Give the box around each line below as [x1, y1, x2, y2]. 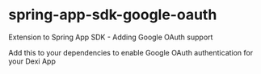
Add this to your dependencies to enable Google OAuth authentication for [8, 47, 254, 57]
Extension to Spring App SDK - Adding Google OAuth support [8, 32, 213, 42]
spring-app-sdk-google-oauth [8, 6, 217, 24]
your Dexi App [8, 56, 57, 66]
